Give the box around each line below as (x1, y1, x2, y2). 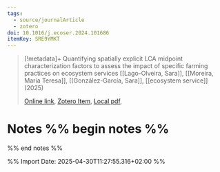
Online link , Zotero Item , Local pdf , (23, 97, 122, 105)
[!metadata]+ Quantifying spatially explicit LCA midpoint (23, 54, 183, 63)
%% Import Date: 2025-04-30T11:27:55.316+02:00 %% (7, 158, 166, 166)
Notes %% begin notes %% (7, 121, 170, 137)
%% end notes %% (7, 144, 63, 152)
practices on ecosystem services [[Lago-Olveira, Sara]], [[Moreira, (23, 69, 214, 78)
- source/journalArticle (13, 17, 85, 23)
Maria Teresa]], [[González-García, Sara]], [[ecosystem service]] (23, 76, 208, 85)
